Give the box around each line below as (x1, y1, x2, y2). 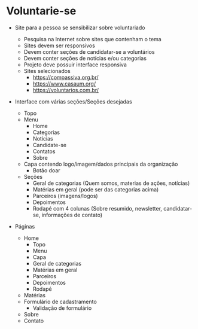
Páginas (14, 223, 35, 230)
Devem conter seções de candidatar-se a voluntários (23, 48, 155, 55)
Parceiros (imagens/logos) (32, 192, 98, 199)
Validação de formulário (32, 304, 92, 312)
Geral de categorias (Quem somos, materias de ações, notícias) (32, 179, 190, 187)
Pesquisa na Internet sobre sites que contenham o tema (23, 35, 162, 42)
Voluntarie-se (6, 4, 77, 18)
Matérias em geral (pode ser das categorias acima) (32, 185, 159, 193)
